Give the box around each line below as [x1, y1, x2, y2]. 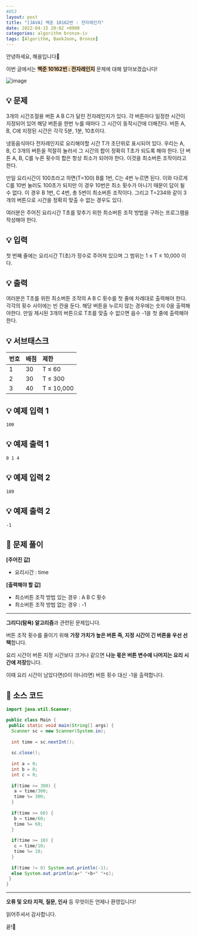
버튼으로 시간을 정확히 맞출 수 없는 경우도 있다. [16, 196, 123, 203]
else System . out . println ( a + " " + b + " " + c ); [11, 870, 114, 877]
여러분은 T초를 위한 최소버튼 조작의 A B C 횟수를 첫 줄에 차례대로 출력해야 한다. [6, 295, 187, 302]
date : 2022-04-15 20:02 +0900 [6, 25, 80, 31]
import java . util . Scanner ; [6, 706, 72, 713]
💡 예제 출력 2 [6, 506, 51, 516]
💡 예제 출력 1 [6, 439, 49, 449]
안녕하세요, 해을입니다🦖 [6, 53, 60, 59]
